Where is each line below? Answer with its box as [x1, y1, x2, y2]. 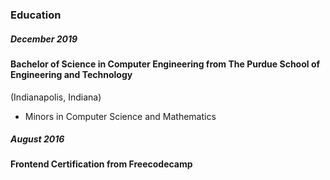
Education [10, 8, 62, 22]
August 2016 [10, 133, 65, 145]
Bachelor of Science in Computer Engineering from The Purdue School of [10, 58, 321, 70]
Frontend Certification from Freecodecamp [10, 158, 193, 170]
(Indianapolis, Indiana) [10, 91, 102, 103]
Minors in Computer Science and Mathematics [24, 110, 217, 122]
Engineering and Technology [10, 68, 133, 80]
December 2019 [10, 33, 78, 45]
